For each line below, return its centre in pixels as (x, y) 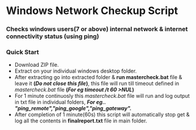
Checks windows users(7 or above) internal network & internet (97, 29)
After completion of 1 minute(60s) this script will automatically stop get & (102, 115)
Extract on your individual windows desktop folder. (75, 71)
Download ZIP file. (37, 65)
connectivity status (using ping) (53, 36)
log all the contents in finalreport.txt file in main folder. (81, 121)
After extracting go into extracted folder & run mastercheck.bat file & (98, 77)
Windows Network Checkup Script (92, 11)
